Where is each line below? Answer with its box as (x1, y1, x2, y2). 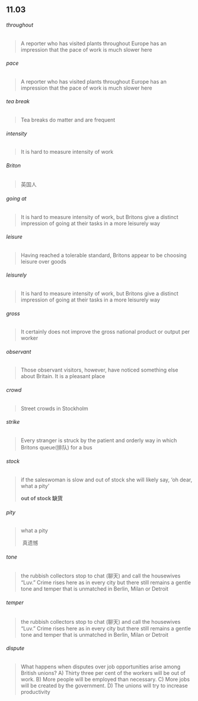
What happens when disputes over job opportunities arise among (20, 663, 181, 670)
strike (6, 418, 20, 426)
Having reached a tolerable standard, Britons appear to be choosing (20, 252, 187, 259)
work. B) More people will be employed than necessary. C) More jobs (20, 675, 190, 683)
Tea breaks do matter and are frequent (20, 116, 116, 123)
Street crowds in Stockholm (20, 405, 88, 412)
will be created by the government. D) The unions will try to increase (20, 682, 189, 689)
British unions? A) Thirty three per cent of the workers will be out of (20, 669, 186, 676)
